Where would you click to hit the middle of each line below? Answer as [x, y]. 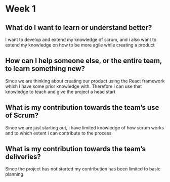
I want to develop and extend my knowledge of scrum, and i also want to [81, 39]
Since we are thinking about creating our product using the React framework [85, 81]
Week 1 [20, 9]
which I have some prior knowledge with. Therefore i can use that [74, 86]
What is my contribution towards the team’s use [82, 107]
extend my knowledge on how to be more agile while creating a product [80, 45]
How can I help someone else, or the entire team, [83, 61]
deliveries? [23, 157]
